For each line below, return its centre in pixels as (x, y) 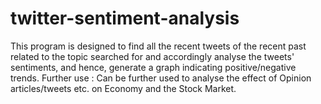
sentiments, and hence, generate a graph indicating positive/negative (153, 67)
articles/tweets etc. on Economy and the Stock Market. (123, 88)
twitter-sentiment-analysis (125, 18)
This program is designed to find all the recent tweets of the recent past (158, 46)
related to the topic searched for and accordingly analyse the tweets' (152, 56)
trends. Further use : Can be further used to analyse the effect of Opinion (161, 78)
